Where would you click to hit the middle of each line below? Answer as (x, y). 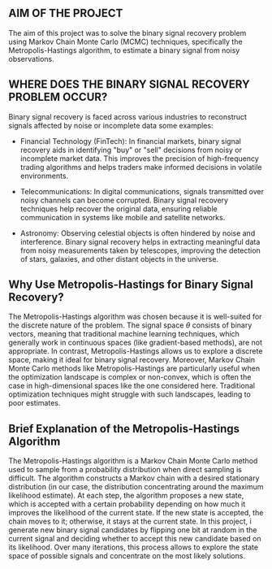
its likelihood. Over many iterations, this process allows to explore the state (133, 547)
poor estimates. (35, 403)
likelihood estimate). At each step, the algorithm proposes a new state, (126, 496)
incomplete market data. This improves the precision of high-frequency (140, 159)
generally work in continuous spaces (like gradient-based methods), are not (135, 343)
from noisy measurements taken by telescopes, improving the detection (140, 250)
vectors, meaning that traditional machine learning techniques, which (124, 334)
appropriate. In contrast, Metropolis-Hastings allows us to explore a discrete (136, 351)
